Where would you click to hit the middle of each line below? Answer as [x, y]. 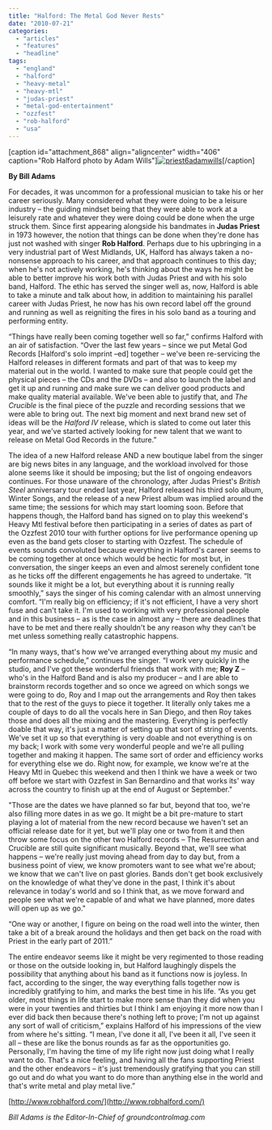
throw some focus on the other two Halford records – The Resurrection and [134, 839]
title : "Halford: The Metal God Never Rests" [86, 16]
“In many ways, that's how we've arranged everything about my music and [133, 652]
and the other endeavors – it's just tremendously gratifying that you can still [134, 1068]
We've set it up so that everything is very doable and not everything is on [130, 737]
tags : [17, 62]
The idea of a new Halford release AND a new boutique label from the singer [136, 455]
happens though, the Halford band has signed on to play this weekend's [128, 516]
